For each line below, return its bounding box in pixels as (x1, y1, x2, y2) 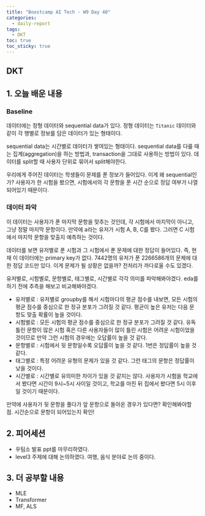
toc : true (6, 37, 32, 44)
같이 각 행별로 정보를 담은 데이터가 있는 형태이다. (6, 129, 122, 137)
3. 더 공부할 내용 (6, 473, 64, 483)
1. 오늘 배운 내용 (6, 88, 63, 99)
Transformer (15, 496, 47, 503)
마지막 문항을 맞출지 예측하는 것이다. (17, 234, 105, 241)
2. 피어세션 (6, 428, 46, 439)
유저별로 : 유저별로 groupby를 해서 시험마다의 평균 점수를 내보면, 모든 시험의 (15, 296, 198, 303)
